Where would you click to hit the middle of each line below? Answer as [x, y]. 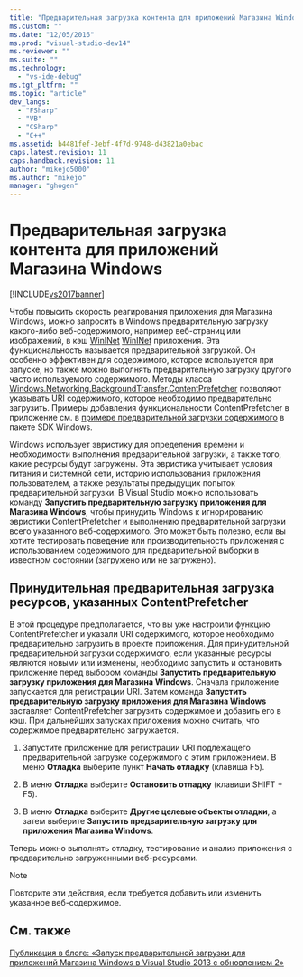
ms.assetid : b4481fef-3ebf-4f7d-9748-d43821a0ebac [106, 144]
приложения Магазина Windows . [88, 830]
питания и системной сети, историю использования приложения [135, 474]
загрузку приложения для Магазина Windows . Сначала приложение [144, 682]
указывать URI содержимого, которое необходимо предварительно [141, 398]
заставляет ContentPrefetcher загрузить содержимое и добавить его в [145, 710]
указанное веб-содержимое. [65, 902]
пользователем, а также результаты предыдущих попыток [123, 483]
